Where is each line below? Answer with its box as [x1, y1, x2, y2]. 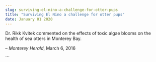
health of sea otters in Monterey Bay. [5, 35, 82, 41]
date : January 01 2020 [5, 16, 53, 21]
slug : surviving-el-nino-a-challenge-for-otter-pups [5, 7, 118, 12]
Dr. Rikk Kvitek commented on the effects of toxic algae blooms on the [5, 30, 151, 36]
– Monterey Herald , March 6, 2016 [5, 45, 76, 51]
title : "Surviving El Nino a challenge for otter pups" [5, 12, 125, 17]
